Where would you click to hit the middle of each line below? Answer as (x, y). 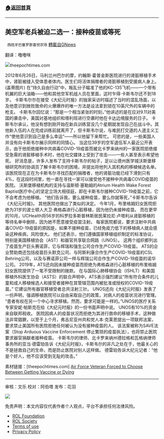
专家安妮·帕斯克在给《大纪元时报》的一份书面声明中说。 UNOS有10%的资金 (81, 307)
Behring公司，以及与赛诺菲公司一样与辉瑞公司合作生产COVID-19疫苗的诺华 (81, 259)
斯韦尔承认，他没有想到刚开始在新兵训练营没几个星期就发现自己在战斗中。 (80, 124)
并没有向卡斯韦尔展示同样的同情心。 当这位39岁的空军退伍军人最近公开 (77, 143)
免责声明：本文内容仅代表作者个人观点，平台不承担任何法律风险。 (71, 406)
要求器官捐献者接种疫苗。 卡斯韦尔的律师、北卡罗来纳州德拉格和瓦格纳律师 (81, 338)
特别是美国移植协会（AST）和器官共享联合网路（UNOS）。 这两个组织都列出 (81, 240)
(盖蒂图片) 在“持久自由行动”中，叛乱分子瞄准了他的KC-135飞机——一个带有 (81, 88)
